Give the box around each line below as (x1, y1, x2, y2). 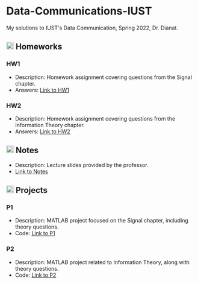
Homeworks (15, 42, 63, 52)
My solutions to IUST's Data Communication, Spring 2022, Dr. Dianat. (6, 24, 179, 31)
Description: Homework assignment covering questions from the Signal (14, 74, 193, 81)
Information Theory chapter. (14, 121, 85, 128)
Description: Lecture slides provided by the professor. (14, 161, 149, 168)
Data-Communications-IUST (6, 4, 152, 18)
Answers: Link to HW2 (14, 128, 70, 135)
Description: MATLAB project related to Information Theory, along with (14, 258, 190, 266)
